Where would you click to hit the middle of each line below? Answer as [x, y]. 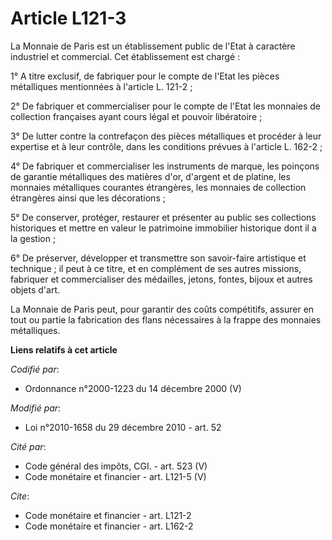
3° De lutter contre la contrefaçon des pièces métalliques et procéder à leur [166, 136]
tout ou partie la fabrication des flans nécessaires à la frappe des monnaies [166, 319]
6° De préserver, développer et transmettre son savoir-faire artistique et [158, 258]
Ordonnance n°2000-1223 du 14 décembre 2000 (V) [133, 388]
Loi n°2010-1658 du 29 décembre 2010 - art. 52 [123, 427]
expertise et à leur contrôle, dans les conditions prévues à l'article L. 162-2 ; [166, 146]
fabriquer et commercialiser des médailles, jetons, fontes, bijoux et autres [161, 279]
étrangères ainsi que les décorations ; [88, 198]
